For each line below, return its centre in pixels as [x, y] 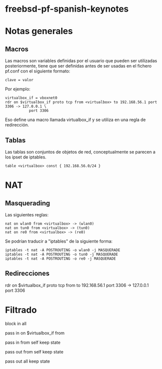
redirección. [17, 125]
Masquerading [28, 203]
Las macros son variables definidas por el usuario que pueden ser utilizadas [81, 61]
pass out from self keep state [34, 351]
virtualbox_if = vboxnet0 [31, 98]
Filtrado [21, 310]
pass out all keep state [27, 361]
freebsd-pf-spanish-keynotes [67, 9]
